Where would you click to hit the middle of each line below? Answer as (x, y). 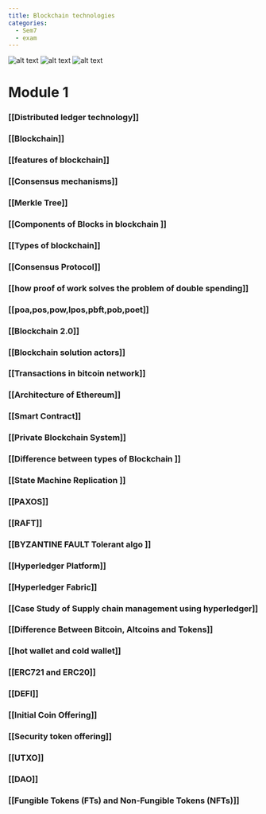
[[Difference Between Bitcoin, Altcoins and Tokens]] (111, 629)
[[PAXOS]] (29, 501)
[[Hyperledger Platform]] (57, 566)
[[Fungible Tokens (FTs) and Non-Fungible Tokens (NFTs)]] (124, 800)
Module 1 (39, 93)
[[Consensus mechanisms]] (63, 181)
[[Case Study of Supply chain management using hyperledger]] (133, 608)
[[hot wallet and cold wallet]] (65, 651)
